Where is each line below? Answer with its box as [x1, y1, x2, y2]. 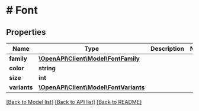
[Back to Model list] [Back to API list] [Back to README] [6, 99, 142, 105]
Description [150, 45, 185, 53]
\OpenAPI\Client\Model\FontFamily [38, 54, 140, 63]
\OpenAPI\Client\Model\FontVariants [38, 83, 145, 92]
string [38, 64, 56, 72]
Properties [6, 27, 46, 37]
